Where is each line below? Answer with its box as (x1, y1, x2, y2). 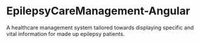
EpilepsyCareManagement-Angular (6, 4, 190, 18)
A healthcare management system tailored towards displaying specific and (6, 24, 194, 31)
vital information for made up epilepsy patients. (6, 30, 125, 37)
